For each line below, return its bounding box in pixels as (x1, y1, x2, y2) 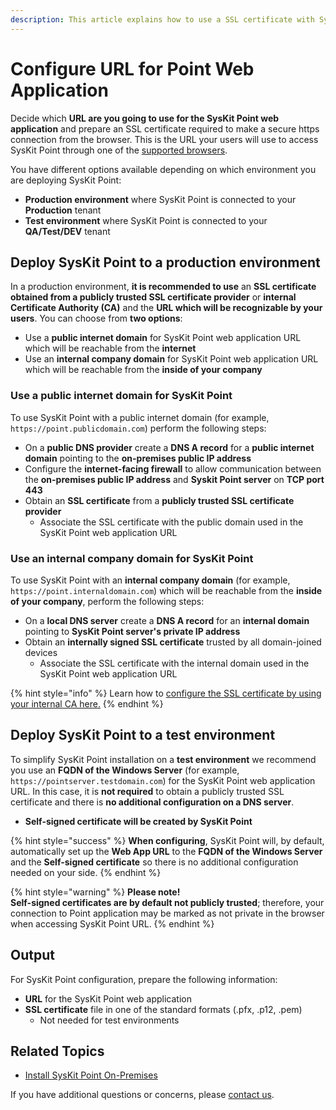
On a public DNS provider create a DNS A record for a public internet (24, 441, 315, 453)
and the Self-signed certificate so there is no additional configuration (10, 856, 299, 868)
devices (24, 646, 58, 658)
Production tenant (24, 204, 102, 216)
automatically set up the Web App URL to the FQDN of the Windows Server (10, 845, 323, 857)
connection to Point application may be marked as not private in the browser (10, 907, 325, 919)
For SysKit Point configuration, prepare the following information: (10, 973, 278, 985)
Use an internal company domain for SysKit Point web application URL (24, 353, 319, 365)
